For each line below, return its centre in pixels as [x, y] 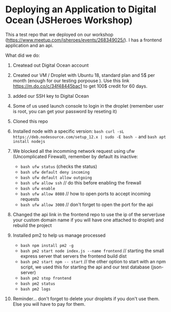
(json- [157, 267]
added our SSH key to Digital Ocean [51, 96]
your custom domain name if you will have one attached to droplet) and [88, 220]
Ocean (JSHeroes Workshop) [69, 20]
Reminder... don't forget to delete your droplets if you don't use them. [86, 299]
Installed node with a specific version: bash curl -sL [68, 131]
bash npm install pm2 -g [47, 245]
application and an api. [29, 45]
